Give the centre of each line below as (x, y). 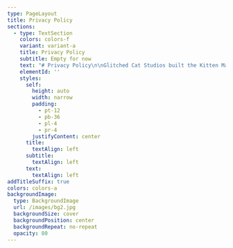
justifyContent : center (66, 136)
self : (33, 85)
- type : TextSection (43, 33)
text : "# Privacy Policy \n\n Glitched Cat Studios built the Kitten (119, 65)
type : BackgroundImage (46, 201)
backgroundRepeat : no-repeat (55, 226)
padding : (45, 104)
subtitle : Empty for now (55, 59)
